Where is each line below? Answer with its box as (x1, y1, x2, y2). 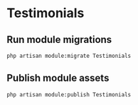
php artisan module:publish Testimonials (6, 91, 132, 98)
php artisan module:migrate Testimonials (6, 52, 132, 59)
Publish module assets (6, 72, 110, 84)
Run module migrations (6, 34, 112, 46)
